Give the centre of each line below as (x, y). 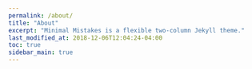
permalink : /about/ (41, 15)
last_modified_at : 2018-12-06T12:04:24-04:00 (85, 38)
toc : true (25, 45)
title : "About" (34, 23)
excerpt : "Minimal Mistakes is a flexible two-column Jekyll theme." (127, 30)
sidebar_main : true (41, 52)
